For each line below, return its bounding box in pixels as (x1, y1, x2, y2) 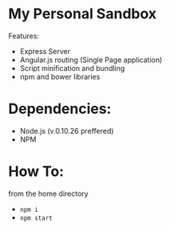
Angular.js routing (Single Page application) (19, 55, 163, 64)
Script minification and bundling (19, 63, 125, 72)
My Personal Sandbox (8, 5, 157, 23)
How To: (8, 162, 65, 181)
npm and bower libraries (19, 72, 101, 81)
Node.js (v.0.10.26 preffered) (19, 126, 114, 135)
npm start (19, 214, 53, 222)
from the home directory (8, 189, 89, 198)
